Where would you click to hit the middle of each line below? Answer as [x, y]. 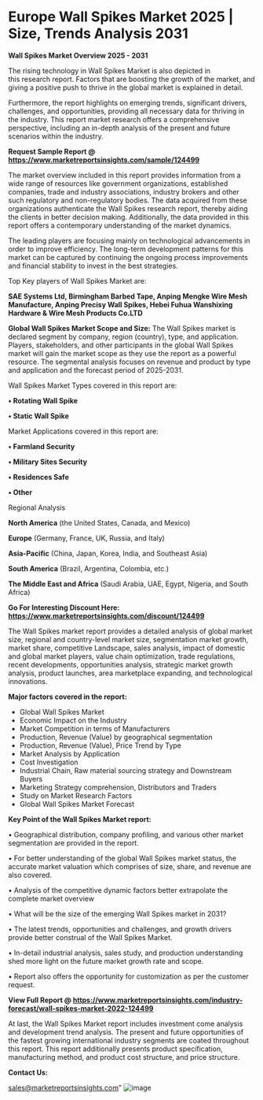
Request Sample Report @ [52, 151]
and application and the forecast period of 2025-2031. [96, 370]
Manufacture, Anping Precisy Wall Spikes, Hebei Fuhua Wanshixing [121, 304]
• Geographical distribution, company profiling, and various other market [126, 834]
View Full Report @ [40, 1000]
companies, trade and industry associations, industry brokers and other [124, 191]
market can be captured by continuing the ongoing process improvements [128, 257]
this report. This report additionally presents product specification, [116, 1049]
